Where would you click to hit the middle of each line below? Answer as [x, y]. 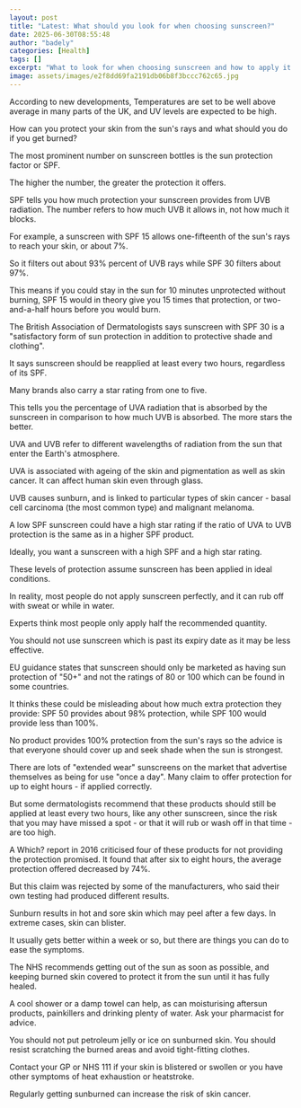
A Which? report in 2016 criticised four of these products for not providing [146, 849]
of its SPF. [28, 373]
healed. [23, 986]
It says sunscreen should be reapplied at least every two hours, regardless [147, 363]
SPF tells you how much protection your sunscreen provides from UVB [140, 199]
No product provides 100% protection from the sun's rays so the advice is [146, 740]
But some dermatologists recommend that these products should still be [143, 804]
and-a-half [29, 309]
